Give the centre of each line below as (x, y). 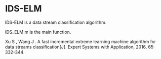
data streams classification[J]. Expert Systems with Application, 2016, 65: (80, 47)
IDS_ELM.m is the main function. (38, 32)
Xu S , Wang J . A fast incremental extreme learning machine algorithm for (81, 41)
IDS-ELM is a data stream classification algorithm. (56, 22)
